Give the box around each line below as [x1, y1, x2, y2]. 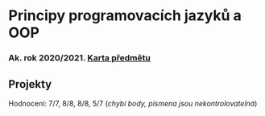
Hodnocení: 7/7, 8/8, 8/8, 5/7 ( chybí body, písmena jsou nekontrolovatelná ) [8, 98, 258, 108]
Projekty [8, 77, 52, 91]
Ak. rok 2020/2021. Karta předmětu [8, 52, 151, 64]
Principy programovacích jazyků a [8, 6, 242, 25]
